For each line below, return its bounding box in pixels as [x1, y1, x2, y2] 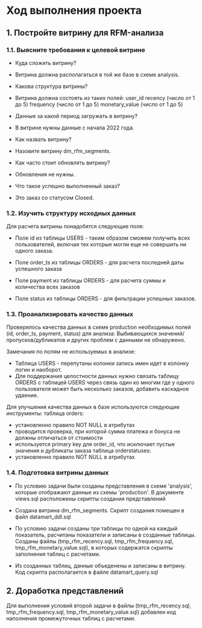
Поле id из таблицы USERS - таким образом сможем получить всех [14, 234, 191, 241]
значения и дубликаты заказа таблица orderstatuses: [14, 447, 151, 455]
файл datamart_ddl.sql [14, 513, 71, 520]
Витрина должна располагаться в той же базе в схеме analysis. [14, 70, 180, 78]
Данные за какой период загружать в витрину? [14, 112, 137, 119]
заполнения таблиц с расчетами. [14, 550, 101, 558]
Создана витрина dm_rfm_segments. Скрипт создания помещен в [14, 506, 185, 514]
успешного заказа [14, 266, 62, 273]
